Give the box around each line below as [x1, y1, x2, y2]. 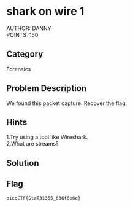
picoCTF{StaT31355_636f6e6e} [6, 195, 81, 201]
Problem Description [6, 83, 87, 93]
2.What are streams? [6, 140, 59, 147]
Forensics [6, 65, 31, 72]
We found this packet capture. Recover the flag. [6, 100, 127, 107]
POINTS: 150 [6, 31, 39, 38]
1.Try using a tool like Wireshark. [6, 133, 88, 141]
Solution [6, 158, 39, 168]
